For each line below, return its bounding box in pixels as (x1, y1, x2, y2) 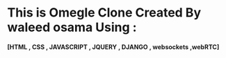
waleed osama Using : (7, 19, 137, 35)
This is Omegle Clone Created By (7, 5, 202, 21)
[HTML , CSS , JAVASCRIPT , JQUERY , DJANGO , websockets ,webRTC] (7, 43, 220, 51)
